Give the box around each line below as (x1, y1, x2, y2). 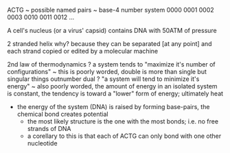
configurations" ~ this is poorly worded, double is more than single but (7, 68, 207, 75)
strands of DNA (27, 125, 71, 132)
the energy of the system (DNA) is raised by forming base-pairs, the (16, 103, 210, 110)
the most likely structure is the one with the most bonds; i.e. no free (27, 117, 218, 126)
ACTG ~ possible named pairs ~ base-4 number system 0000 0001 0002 (7, 6, 214, 14)
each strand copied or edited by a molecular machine (7, 47, 159, 55)
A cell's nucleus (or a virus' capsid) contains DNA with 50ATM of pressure (7, 27, 218, 34)
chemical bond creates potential (16, 110, 108, 118)
